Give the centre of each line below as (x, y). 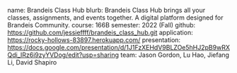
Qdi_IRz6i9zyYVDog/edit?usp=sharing (63, 55)
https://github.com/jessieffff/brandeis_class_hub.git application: (100, 32)
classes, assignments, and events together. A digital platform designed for (116, 18)
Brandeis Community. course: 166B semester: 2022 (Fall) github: (102, 25)
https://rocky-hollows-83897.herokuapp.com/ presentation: (94, 40)
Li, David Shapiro (32, 62)
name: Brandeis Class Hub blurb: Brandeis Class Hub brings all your (106, 10)
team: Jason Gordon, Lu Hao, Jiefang (175, 55)
